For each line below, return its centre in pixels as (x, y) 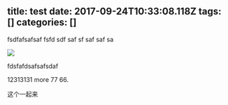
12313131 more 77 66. (38, 79)
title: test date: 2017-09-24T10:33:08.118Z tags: (114, 12)
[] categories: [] (42, 23)
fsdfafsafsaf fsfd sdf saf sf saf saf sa (60, 39)
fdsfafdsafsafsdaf (33, 66)
